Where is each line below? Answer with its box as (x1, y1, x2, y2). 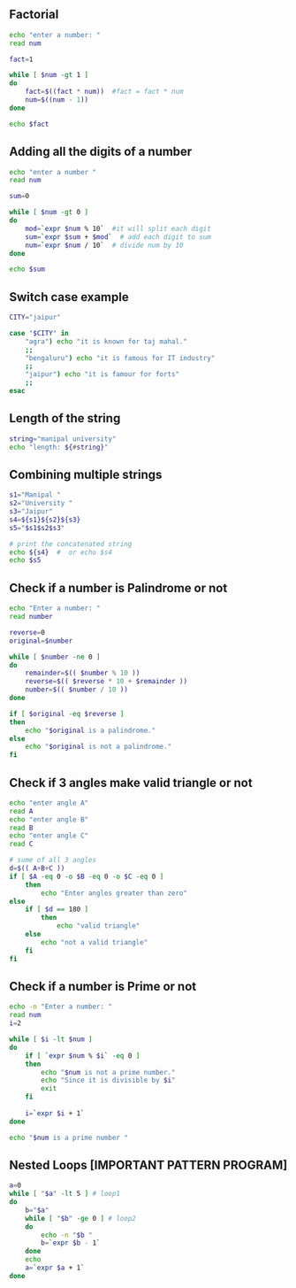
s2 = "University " (9, 499, 73, 508)
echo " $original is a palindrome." (25, 726, 156, 735)
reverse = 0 (9, 628, 46, 636)
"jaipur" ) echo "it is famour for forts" (25, 370, 179, 379)
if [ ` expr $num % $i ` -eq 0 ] (25, 1051, 140, 1060)
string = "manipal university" (9, 434, 117, 443)
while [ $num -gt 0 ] (9, 208, 89, 217)
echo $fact (9, 120, 49, 128)
